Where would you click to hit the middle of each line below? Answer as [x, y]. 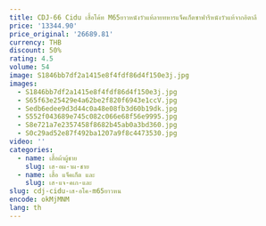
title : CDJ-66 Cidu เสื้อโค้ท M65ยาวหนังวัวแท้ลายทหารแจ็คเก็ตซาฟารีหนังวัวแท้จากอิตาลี [133, 17]
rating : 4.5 [31, 59]
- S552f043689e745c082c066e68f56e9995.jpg [97, 117]
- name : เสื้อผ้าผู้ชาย [47, 158]
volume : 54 [29, 68]
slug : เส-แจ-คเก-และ [58, 183]
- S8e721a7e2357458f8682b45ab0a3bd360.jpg [97, 125]
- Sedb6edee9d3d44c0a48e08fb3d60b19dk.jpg [97, 109]
